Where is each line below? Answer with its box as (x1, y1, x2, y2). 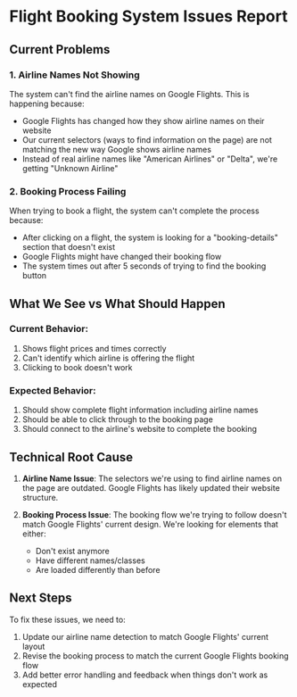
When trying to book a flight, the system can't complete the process (9, 205, 260, 216)
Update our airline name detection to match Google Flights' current (21, 631, 269, 642)
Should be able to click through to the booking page (21, 414, 214, 425)
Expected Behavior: (9, 384, 96, 396)
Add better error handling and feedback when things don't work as (21, 669, 268, 680)
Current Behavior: (9, 323, 89, 336)
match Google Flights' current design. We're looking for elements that (21, 519, 279, 529)
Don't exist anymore (35, 545, 110, 556)
